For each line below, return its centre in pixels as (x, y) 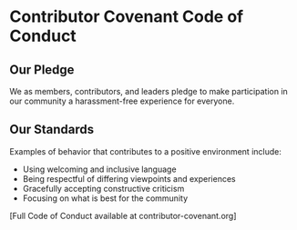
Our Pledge (42, 70)
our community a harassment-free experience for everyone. (122, 101)
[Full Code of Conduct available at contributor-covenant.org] (123, 215)
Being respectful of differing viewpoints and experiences (129, 178)
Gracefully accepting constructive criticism (103, 188)
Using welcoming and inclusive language (99, 169)
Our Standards (52, 130)
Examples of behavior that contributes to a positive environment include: (146, 151)
